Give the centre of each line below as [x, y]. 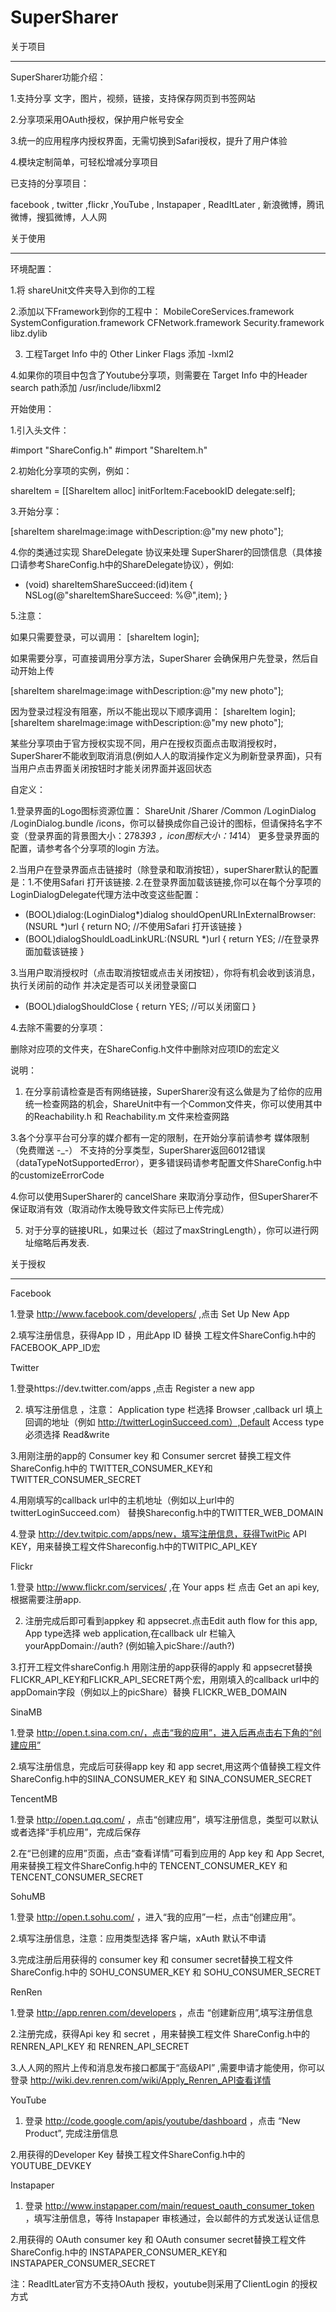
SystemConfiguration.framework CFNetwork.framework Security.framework [167, 322]
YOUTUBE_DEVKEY [51, 2165]
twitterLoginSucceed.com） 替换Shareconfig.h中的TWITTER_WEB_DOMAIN [167, 1512]
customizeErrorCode [61, 1175]
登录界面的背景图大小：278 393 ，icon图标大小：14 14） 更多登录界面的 [173, 835]
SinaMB [26, 1712]
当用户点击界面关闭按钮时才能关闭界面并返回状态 [111, 768]
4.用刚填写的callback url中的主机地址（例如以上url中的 [122, 1500]
